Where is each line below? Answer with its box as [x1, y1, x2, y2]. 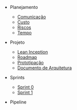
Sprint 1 [17, 90, 33, 95]
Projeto [9, 39, 25, 45]
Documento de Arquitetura [17, 65, 72, 71]
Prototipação [17, 60, 44, 65]
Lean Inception [17, 49, 48, 55]
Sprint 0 [17, 84, 34, 90]
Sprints [9, 75, 25, 80]
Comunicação [17, 14, 46, 19]
